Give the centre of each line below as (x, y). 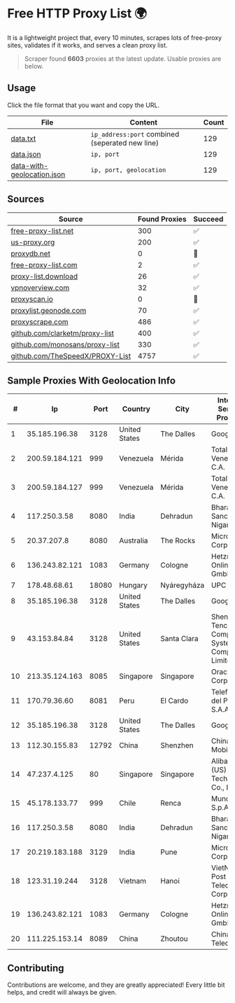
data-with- (30, 165)
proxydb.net (31, 253)
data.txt (23, 139)
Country (136, 409)
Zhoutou (174, 939)
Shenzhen (177, 745)
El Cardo (175, 701)
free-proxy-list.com (44, 265)
